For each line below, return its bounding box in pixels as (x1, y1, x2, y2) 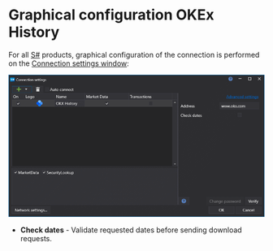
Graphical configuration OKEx (8, 6, 214, 24)
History (8, 23, 60, 41)
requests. (19, 233, 53, 243)
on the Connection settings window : (8, 58, 130, 68)
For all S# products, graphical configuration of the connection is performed (8, 50, 260, 59)
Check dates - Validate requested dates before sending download (19, 225, 242, 235)
